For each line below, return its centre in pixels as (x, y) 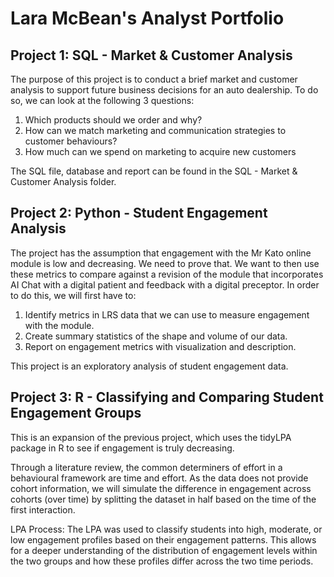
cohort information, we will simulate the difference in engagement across (161, 488)
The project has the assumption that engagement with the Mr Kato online (161, 253)
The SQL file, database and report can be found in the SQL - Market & (154, 171)
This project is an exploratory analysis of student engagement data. (149, 366)
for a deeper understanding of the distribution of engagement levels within (164, 550)
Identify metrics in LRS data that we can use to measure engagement (167, 314)
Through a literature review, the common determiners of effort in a (146, 467)
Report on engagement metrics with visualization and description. (160, 346)
